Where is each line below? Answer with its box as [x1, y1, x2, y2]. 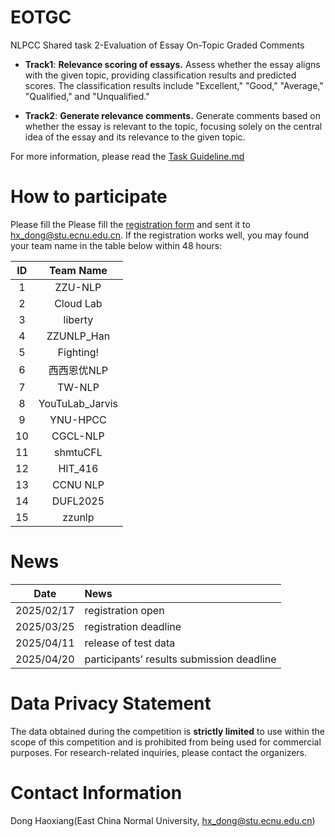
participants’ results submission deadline [84, 652, 277, 666]
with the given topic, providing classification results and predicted [24, 69, 297, 81]
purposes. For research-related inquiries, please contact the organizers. [10, 746, 308, 758]
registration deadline [84, 619, 182, 633]
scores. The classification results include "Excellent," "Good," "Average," [24, 79, 324, 91]
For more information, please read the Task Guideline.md [10, 150, 245, 162]
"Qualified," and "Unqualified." [24, 90, 150, 102]
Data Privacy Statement [10, 692, 212, 715]
